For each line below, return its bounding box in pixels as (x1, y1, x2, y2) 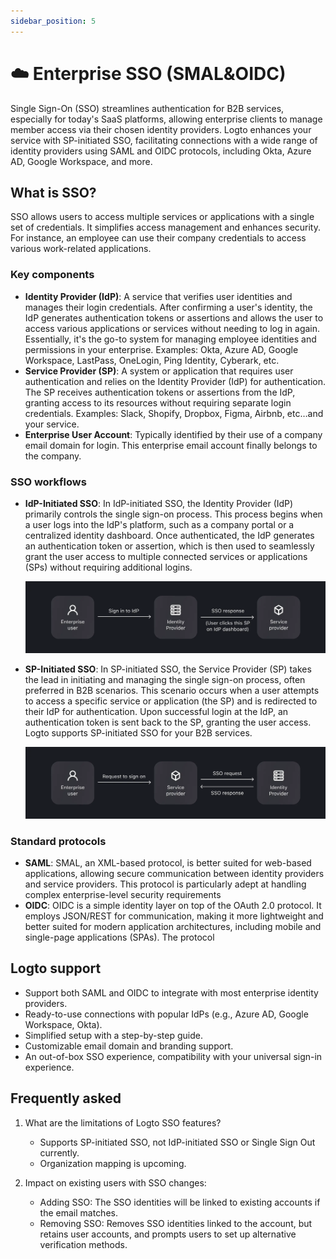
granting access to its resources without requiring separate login (24, 396, 292, 409)
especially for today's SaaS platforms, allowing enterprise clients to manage (10, 113, 323, 125)
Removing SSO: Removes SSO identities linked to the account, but (39, 1217, 313, 1229)
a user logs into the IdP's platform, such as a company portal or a (24, 518, 295, 530)
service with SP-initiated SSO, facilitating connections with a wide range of (10, 134, 318, 146)
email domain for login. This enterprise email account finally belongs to (24, 439, 318, 451)
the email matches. (39, 1206, 118, 1219)
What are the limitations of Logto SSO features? (24, 1116, 222, 1129)
